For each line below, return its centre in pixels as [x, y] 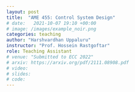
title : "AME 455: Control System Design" [61, 18]
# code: [16, 79]
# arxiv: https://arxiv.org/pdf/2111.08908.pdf [68, 62]
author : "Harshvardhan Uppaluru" [49, 40]
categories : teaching [34, 34]
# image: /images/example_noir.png [51, 29]
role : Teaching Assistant [39, 51]
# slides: [19, 74]
